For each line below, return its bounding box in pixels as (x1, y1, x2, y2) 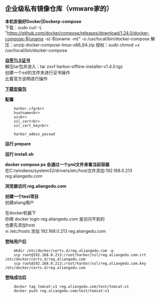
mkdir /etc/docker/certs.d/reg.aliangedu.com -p (14, 248, 114, 253)
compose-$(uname (5, 36, 44, 41)
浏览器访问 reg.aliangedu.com (5, 183, 67, 189)
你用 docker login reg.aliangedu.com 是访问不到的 (5, 216, 105, 222)
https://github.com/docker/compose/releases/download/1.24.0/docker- (7, 30, 150, 36)
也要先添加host (5, 222, 35, 228)
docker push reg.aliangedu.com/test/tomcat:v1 (14, 288, 110, 293)
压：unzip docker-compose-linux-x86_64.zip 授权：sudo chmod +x (5, 42, 140, 48)
